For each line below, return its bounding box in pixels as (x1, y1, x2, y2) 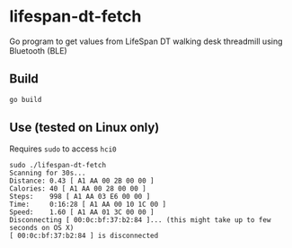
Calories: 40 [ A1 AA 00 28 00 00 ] (9, 184, 146, 193)
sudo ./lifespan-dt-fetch (9, 161, 106, 170)
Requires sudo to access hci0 (9, 143, 117, 154)
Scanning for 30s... (9, 168, 87, 178)
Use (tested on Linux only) (9, 120, 160, 135)
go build (9, 95, 42, 104)
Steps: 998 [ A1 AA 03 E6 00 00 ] (9, 192, 151, 201)
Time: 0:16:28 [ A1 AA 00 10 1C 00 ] (9, 200, 167, 210)
